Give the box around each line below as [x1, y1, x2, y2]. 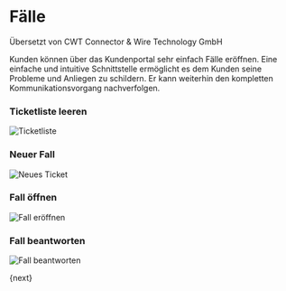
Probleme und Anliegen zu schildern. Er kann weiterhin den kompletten [9, 72, 273, 83]
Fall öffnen [9, 192, 58, 204]
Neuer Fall [9, 148, 56, 161]
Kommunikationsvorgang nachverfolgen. [9, 82, 161, 93]
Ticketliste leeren [9, 105, 88, 117]
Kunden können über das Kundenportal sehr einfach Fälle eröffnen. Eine [9, 53, 278, 64]
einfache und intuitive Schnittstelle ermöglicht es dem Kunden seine [9, 63, 263, 74]
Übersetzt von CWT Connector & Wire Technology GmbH [9, 36, 223, 47]
